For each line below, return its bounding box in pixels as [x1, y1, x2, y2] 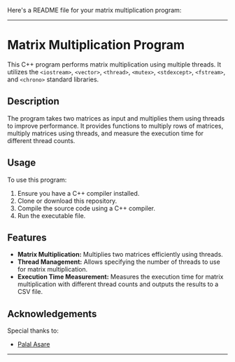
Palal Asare [17, 340, 50, 349]
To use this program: [7, 175, 67, 184]
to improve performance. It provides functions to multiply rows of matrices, [7, 121, 224, 130]
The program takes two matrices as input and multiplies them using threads [7, 114, 225, 122]
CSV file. [17, 288, 43, 296]
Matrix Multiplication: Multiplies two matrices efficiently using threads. [17, 250, 224, 259]
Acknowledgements [7, 308, 97, 320]
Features [7, 232, 47, 243]
